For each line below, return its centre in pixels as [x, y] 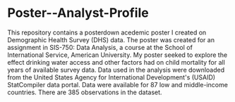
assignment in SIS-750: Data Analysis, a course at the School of [100, 47]
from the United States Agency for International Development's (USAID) [112, 77]
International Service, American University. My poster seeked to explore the [117, 55]
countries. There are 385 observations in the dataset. [85, 92]
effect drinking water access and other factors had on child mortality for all [116, 62]
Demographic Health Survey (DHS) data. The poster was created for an [111, 39]
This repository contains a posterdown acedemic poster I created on [107, 32]
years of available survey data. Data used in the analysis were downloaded [116, 70]
